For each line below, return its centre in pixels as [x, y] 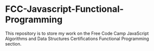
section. [13, 44]
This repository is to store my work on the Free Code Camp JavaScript [77, 33]
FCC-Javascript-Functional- [64, 9]
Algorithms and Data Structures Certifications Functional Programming [77, 39]
